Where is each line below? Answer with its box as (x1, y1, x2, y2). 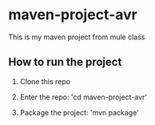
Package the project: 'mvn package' (19, 107, 140, 117)
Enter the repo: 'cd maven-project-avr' (19, 92, 148, 102)
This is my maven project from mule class (8, 32, 145, 42)
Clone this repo (19, 76, 70, 86)
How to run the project (8, 55, 122, 69)
